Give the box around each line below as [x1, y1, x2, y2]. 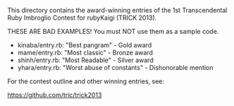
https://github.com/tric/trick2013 [7, 91, 102, 99]
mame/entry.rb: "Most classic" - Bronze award [17, 49, 154, 57]
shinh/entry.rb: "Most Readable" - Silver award [17, 56, 154, 64]
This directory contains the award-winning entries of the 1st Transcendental [7, 6, 228, 14]
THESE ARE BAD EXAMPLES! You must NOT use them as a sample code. [7, 28, 219, 35]
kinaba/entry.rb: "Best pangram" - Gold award [17, 41, 152, 49]
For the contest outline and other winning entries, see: [7, 77, 164, 86]
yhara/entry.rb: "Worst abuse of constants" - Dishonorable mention [17, 64, 214, 71]
